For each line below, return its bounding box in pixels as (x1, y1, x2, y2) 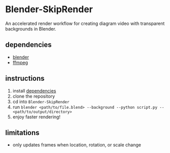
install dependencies (12, 87, 56, 94)
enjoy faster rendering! (12, 113, 61, 120)
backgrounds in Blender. (5, 25, 57, 32)
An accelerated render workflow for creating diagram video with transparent (5, 20, 165, 26)
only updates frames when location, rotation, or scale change (12, 142, 141, 148)
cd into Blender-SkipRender (12, 98, 70, 105)
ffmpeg (12, 59, 28, 66)
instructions (5, 74, 45, 83)
